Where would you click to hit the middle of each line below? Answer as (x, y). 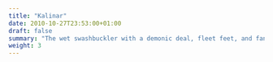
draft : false (30, 31)
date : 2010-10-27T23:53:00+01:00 (65, 23)
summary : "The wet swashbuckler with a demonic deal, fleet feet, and (130, 38)
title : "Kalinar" (38, 16)
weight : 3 (25, 46)
